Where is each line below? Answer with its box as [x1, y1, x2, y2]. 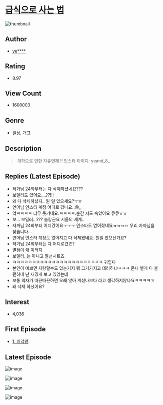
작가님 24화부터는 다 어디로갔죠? [12, 241, 75, 246]
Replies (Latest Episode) [5, 172, 81, 181]
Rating [5, 62, 25, 71]
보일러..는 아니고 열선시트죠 [12, 253, 65, 259]
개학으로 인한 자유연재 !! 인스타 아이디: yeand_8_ [17, 158, 110, 163]
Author [5, 35, 27, 43]
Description [5, 144, 41, 153]
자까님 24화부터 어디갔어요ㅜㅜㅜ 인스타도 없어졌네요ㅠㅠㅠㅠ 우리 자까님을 [12, 223, 155, 228]
